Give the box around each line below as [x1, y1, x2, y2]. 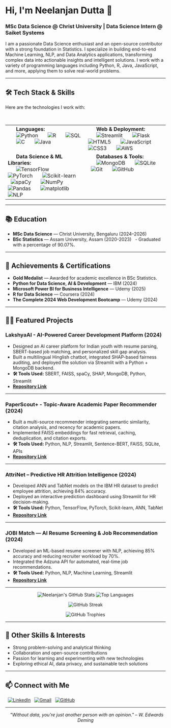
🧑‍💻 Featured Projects [5, 316, 74, 325]
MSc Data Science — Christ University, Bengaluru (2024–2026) [12, 231, 147, 237]
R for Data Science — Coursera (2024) [12, 291, 95, 297]
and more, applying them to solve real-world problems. [5, 68, 121, 74]
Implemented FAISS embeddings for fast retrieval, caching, [12, 429, 136, 435]
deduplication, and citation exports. [12, 435, 88, 441]
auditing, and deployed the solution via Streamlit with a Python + [12, 359, 148, 366]
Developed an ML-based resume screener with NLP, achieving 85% [12, 547, 155, 553]
